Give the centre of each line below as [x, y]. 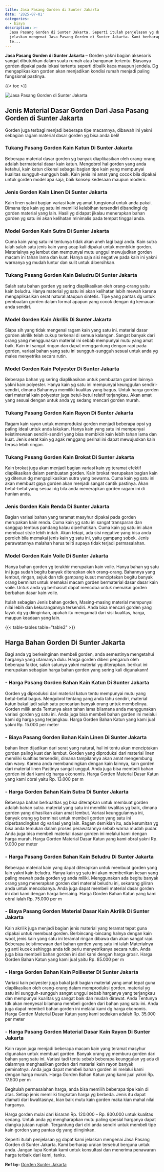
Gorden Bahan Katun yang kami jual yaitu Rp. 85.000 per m [65, 959]
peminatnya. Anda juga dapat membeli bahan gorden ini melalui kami [74, 1069]
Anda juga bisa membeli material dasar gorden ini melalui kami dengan [76, 834]
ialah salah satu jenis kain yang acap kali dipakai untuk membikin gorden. [79, 247]
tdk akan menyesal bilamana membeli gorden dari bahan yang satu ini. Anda [82, 1004]
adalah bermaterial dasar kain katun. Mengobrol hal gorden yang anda [76, 164]
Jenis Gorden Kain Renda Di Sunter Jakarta [57, 506]
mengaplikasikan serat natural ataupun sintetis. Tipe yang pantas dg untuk [80, 296]
